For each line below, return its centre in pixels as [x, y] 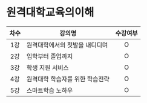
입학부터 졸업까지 [50, 56]
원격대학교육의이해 [50, 12]
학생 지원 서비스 [48, 67]
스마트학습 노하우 [50, 90]
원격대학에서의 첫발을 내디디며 [67, 45]
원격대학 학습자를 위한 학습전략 [68, 79]
